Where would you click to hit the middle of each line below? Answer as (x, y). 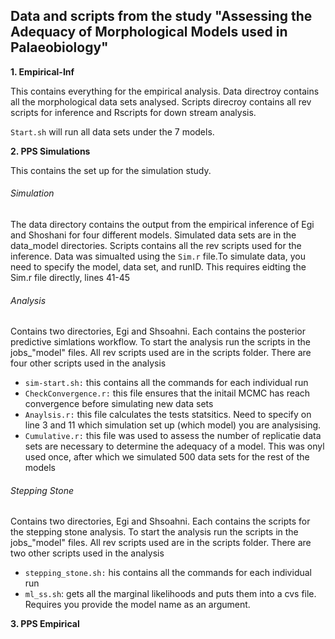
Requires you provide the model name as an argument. (137, 605)
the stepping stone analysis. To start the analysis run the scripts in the (154, 532)
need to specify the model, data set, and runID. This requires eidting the (158, 267)
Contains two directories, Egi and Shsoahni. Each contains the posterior (158, 331)
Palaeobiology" (59, 47)
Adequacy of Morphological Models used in (149, 32)
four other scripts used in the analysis (88, 363)
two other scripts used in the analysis (87, 553)
